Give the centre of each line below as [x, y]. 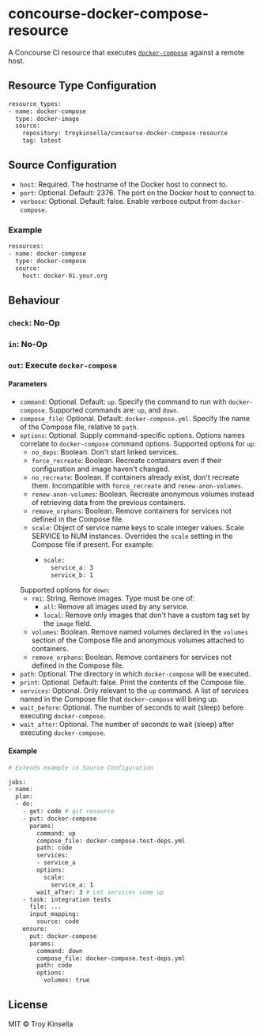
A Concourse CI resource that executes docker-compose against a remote [126, 52]
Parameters [28, 384]
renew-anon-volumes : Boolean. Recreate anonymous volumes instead [143, 494]
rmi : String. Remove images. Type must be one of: [113, 598]
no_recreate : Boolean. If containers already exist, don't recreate [135, 477]
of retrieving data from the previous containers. [108, 502]
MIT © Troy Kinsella [41, 1023]
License [28, 1005]
